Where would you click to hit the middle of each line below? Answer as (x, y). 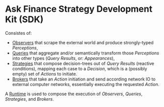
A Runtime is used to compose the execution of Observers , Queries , (74, 94)
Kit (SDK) (24, 19)
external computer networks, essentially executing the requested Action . (86, 84)
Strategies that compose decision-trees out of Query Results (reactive (83, 63)
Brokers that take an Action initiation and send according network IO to (84, 79)
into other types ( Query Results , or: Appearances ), (63, 58)
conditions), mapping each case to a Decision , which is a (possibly (80, 68)
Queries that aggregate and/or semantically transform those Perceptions (86, 53)
